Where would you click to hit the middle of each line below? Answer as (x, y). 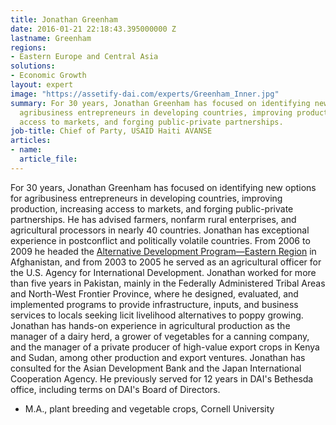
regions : (28, 47)
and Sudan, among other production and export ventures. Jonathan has (158, 357)
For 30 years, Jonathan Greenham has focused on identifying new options (163, 187)
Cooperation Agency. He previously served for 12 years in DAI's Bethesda (162, 378)
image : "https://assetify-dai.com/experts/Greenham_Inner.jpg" (145, 94)
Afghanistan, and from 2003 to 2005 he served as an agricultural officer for (166, 262)
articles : (31, 141)
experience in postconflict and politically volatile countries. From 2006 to (160, 240)
